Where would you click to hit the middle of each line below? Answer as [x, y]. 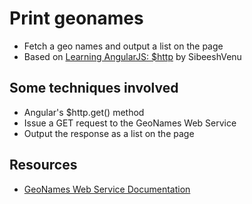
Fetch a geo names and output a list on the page [123, 46]
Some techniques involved [94, 88]
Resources [43, 165]
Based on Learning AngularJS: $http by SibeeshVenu [132, 56]
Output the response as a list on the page [109, 133]
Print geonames [76, 18]
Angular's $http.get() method [84, 112]
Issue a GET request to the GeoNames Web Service [130, 123]
